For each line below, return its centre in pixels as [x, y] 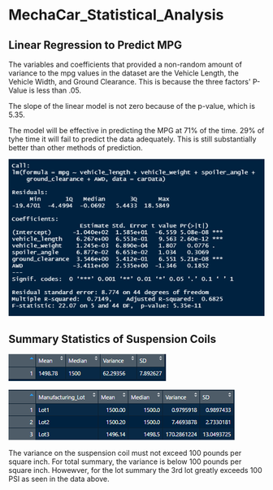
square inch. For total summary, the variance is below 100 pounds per [125, 462]
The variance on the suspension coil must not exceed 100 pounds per [125, 453]
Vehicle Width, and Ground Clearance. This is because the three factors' [130, 82]
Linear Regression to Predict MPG [95, 45]
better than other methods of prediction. [76, 147]
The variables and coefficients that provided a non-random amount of [125, 64]
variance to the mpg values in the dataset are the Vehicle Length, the [124, 73]
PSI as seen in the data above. [59, 479]
